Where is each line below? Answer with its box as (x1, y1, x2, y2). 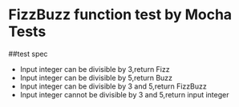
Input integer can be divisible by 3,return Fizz (19, 64, 170, 73)
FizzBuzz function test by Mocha (8, 6, 233, 24)
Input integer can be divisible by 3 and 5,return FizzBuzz (19, 81, 207, 91)
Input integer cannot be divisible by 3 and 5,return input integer (19, 89, 229, 99)
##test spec (8, 49, 48, 58)
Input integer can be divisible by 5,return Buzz (19, 73, 173, 82)
